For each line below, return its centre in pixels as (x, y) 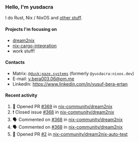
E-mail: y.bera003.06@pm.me (43, 79)
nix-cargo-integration (34, 45)
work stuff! (23, 51)
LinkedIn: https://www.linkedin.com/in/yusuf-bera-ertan (70, 84)
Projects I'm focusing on (31, 29)
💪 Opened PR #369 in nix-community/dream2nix (62, 106)
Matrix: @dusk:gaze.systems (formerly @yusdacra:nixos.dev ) (73, 73)
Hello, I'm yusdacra (29, 7)
